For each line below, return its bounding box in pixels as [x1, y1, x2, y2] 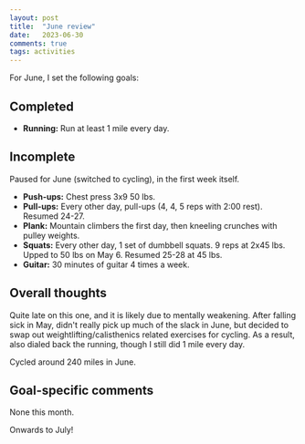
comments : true [9, 38, 68, 48]
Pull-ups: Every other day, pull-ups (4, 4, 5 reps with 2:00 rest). [22, 201, 263, 212]
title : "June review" [9, 22, 96, 31]
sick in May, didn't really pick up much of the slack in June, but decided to [9, 319, 289, 330]
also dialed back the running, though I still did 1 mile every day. [9, 338, 246, 349]
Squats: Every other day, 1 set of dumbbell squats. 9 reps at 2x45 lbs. [22, 239, 286, 251]
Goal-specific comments [9, 382, 154, 398]
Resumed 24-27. [22, 211, 85, 222]
